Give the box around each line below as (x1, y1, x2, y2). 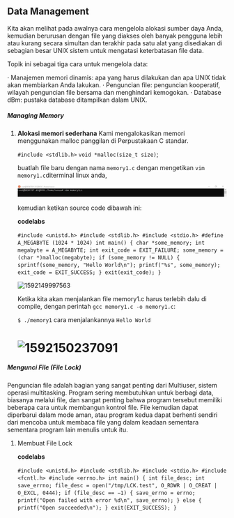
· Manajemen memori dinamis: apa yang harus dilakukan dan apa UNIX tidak (7, 73, 226, 82)
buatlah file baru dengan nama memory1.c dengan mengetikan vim (17, 163, 205, 172)
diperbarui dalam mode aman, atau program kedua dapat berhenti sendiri (7, 411, 218, 419)
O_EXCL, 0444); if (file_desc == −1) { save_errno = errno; (17, 489, 196, 496)
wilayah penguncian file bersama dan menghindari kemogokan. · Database (7, 88, 221, 96)
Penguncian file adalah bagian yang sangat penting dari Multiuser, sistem (7, 381, 217, 389)
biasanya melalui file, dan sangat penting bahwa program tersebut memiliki (7, 395, 223, 404)
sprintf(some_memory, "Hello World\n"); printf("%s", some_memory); (17, 261, 221, 268)
